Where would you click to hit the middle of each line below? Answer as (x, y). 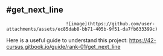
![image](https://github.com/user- (110, 23)
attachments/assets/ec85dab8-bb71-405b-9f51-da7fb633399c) (82, 29)
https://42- (143, 40)
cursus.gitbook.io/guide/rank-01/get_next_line (63, 46)
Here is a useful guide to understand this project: (67, 40)
